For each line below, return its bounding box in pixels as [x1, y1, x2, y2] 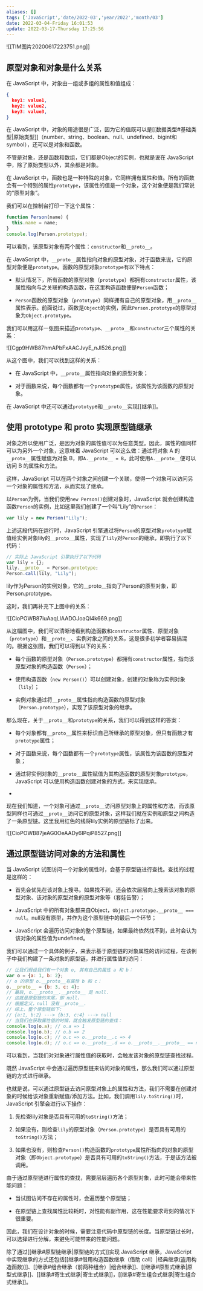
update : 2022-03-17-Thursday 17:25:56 [6, 25, 104, 32]
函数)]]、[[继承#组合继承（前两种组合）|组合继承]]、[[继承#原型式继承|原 [11, 1263, 193, 1270]
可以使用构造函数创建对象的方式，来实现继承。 [43, 778, 160, 785]
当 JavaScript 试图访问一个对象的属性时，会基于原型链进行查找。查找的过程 [6, 865, 195, 873]
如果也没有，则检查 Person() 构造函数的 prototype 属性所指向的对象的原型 [14, 1146, 194, 1154]
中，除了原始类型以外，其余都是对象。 [6, 161, 101, 169]
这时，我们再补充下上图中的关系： [6, 603, 91, 610]
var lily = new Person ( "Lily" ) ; [6, 515, 88, 521]
